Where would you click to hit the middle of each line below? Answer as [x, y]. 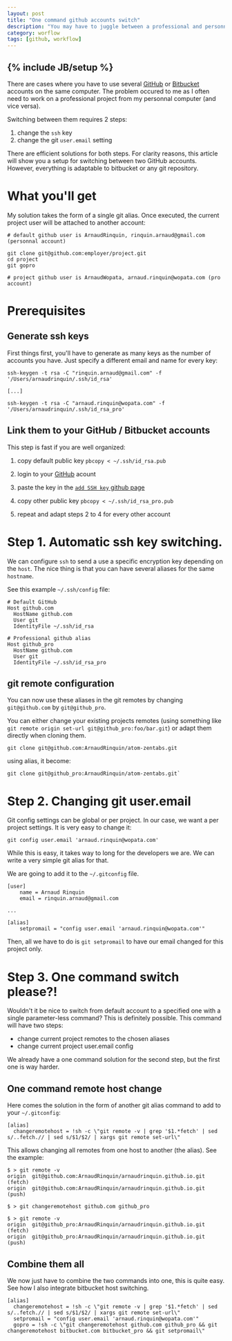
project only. [25, 949]
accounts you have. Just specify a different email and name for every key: [113, 360]
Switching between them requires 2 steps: [67, 119]
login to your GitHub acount [57, 473]
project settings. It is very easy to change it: [69, 827]
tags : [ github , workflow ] [44, 39]
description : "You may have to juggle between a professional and [105, 26]
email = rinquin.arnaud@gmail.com [69, 899]
